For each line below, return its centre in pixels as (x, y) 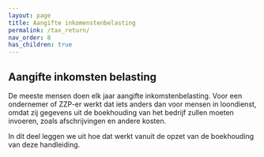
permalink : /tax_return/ (49, 30)
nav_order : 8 (30, 37)
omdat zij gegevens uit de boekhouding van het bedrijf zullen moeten (121, 112)
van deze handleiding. (44, 144)
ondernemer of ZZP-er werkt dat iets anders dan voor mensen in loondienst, (132, 104)
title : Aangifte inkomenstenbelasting (72, 23)
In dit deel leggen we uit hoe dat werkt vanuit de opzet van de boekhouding (131, 136)
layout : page (30, 15)
